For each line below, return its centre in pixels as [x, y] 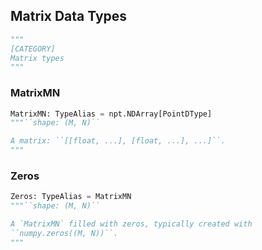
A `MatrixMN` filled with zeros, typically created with [131, 224]
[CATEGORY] [33, 49]
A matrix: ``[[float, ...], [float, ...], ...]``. [118, 141]
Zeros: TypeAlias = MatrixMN [71, 197]
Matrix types [37, 58]
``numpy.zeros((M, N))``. [64, 234]
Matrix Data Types [69, 16]
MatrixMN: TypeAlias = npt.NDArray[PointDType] [111, 114]
